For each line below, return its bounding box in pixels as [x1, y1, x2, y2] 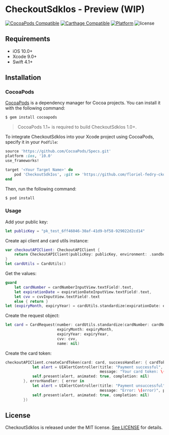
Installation [5, 73, 41, 82]
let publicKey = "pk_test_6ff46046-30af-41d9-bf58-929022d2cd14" [5, 228, 145, 233]
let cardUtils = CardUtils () [5, 262, 66, 267]
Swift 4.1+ [12, 59, 33, 65]
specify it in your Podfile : [5, 139, 58, 145]
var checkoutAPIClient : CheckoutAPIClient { [5, 247, 100, 252]
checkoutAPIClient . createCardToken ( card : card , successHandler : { [5, 360, 147, 365]
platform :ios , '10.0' [5, 153, 53, 159]
